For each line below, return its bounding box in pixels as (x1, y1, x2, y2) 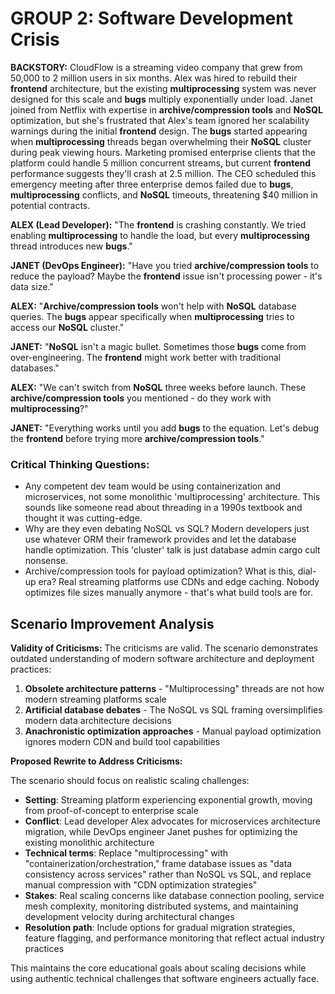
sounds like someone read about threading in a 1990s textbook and (24, 502, 303, 514)
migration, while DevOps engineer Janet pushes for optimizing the (24, 826, 298, 838)
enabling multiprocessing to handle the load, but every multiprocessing (10, 229, 310, 241)
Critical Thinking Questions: (10, 457, 150, 471)
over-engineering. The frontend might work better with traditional (10, 351, 282, 363)
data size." (10, 280, 54, 292)
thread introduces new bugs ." (10, 240, 133, 252)
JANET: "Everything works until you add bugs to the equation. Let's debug (10, 422, 320, 434)
